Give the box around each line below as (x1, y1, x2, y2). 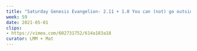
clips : (6, 25, 22, 31)
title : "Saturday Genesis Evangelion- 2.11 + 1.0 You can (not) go (6, 8, 175, 15)
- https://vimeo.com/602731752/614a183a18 (6, 30, 111, 36)
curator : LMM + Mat (6, 36, 54, 42)
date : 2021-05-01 (6, 19, 49, 25)
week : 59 (6, 14, 28, 20)
